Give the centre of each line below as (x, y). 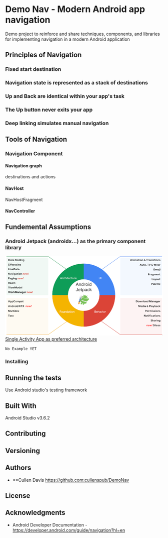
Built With (21, 406)
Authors (18, 468)
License (18, 496)
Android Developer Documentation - (50, 525)
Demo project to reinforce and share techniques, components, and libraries (82, 34)
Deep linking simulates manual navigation (57, 123)
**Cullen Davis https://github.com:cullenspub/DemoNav (71, 480)
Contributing (25, 434)
